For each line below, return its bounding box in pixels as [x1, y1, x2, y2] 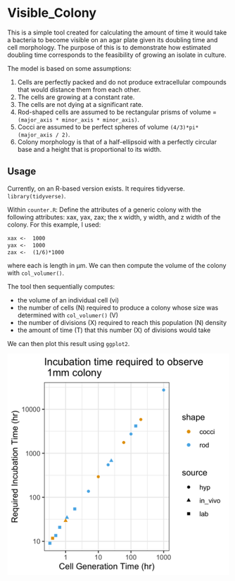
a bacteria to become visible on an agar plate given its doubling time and [7, 35, 218, 44]
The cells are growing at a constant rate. [17, 93, 135, 101]
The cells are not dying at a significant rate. [17, 100, 144, 108]
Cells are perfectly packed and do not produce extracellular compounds [17, 77, 227, 86]
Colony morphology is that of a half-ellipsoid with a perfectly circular [17, 137, 217, 146]
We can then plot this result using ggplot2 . [7, 339, 130, 347]
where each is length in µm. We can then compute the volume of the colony [7, 261, 227, 269]
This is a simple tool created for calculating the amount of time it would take [7, 28, 227, 37]
